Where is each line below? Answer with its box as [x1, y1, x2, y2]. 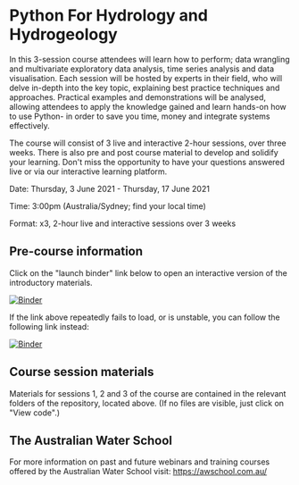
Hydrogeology [9, 24, 118, 45]
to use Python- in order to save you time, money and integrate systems [9, 111, 270, 121]
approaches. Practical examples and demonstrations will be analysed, [9, 91, 266, 103]
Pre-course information [9, 244, 144, 259]
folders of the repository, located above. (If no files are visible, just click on [9, 397, 284, 408]
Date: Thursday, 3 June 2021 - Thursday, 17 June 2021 [9, 183, 210, 194]
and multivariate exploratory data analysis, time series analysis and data [9, 63, 275, 74]
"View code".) [9, 407, 61, 418]
